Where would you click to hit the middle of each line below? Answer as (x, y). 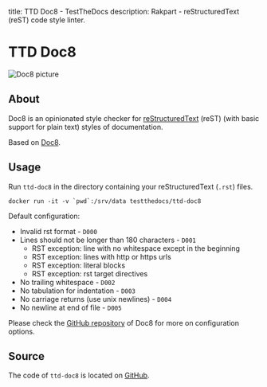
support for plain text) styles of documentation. (86, 127)
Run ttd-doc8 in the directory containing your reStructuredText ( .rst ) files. (131, 186)
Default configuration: (44, 216)
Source (27, 356)
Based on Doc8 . (35, 142)
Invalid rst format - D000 (59, 231)
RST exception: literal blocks (79, 265)
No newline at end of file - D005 (71, 307)
